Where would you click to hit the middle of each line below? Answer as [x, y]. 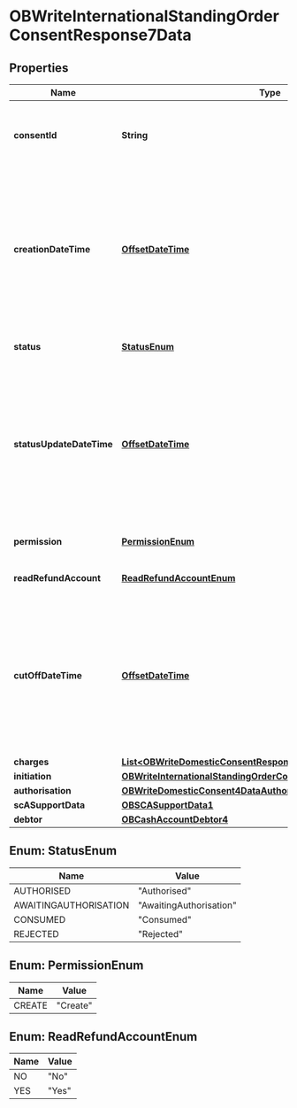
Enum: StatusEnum [63, 851]
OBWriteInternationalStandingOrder [145, 16]
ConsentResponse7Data [100, 35]
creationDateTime [52, 249]
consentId [35, 135]
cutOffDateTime [48, 675]
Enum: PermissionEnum [76, 966]
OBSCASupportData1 [168, 805]
